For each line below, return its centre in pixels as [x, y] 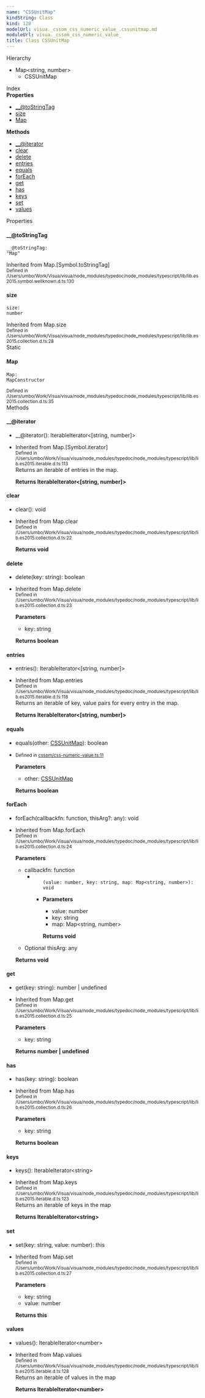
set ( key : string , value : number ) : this [60, 1244]
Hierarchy [19, 58]
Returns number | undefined [52, 1051]
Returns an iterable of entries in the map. [67, 469]
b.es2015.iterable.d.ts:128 [42, 1371]
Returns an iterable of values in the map [65, 1377]
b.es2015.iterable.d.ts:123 [42, 1199]
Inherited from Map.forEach [50, 830]
